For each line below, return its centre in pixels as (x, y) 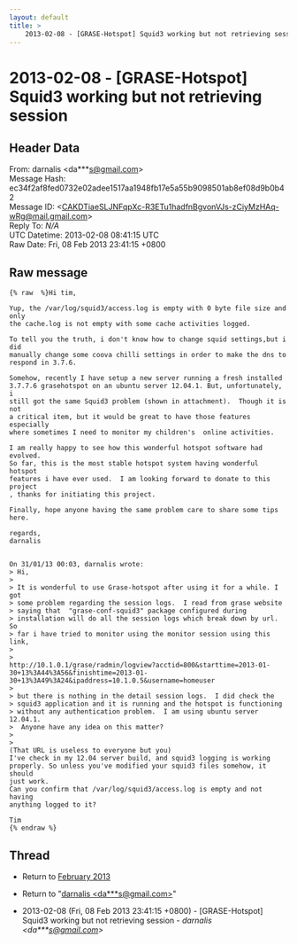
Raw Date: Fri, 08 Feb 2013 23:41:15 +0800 (88, 245)
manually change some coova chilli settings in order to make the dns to (148, 355)
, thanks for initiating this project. (83, 495)
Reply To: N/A (34, 226)
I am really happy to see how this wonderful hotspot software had (136, 449)
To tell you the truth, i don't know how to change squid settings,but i (148, 339)
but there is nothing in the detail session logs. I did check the (146, 697)
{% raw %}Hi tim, (43, 293)
